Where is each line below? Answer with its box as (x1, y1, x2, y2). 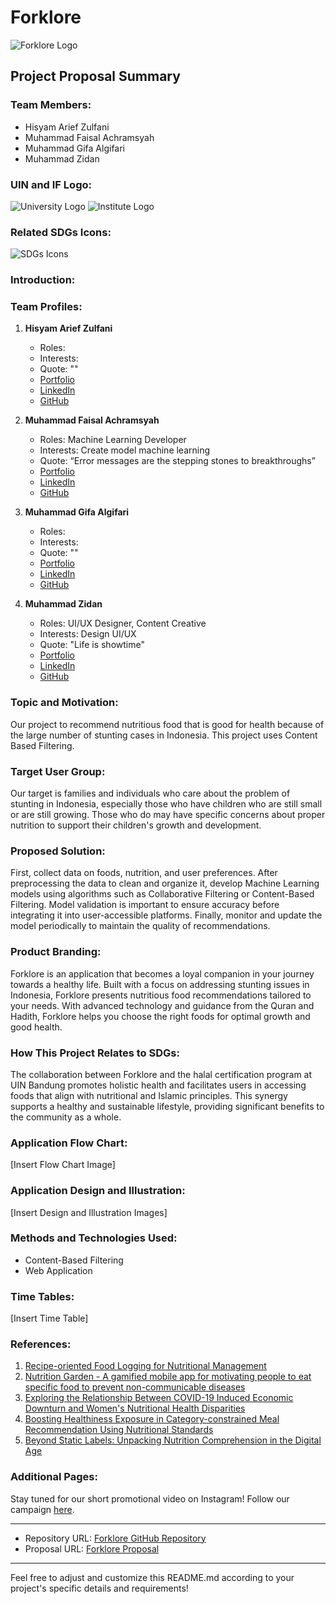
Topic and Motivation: (10, 696, 119, 710)
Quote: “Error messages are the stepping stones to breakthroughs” (39, 455, 316, 467)
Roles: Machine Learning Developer (39, 434, 187, 446)
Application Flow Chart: (10, 1136, 128, 1150)
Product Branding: (10, 945, 102, 959)
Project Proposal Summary (10, 68, 181, 85)
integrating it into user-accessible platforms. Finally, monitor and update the (10, 909, 323, 921)
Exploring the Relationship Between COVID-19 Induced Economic (24, 1392, 294, 1404)
